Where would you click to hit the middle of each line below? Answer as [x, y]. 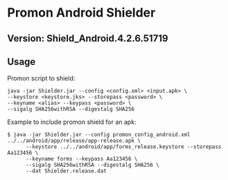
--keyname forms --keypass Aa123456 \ [81, 159]
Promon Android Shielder [81, 13]
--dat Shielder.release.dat [66, 171]
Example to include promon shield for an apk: [72, 122]
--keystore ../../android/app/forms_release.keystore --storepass [123, 147]
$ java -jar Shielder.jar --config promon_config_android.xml [99, 135]
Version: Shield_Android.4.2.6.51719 [88, 38]
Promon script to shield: [41, 78]
